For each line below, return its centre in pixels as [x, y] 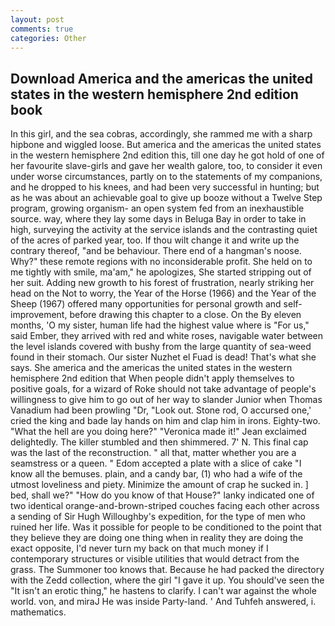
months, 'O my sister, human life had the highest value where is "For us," [160, 325]
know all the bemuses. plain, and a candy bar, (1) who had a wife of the [156, 474]
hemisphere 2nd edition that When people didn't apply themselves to [152, 378]
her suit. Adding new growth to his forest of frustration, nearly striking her [162, 283]
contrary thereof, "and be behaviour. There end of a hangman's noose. [156, 251]
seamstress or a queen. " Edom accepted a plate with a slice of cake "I [156, 463]
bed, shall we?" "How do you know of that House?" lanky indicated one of [162, 495]
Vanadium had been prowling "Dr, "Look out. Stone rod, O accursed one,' [161, 410]
